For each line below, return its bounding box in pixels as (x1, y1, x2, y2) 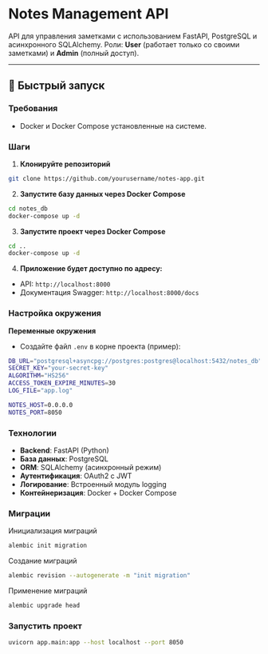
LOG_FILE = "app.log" (8, 387, 73, 395)
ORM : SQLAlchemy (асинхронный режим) (19, 463, 162, 473)
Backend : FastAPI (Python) (19, 445, 109, 456)
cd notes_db (8, 205, 48, 213)
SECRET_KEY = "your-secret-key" (8, 365, 109, 373)
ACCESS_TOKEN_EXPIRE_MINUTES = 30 (8, 379, 116, 388)
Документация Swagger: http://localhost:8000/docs (19, 288, 199, 297)
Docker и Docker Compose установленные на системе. (19, 121, 207, 130)
